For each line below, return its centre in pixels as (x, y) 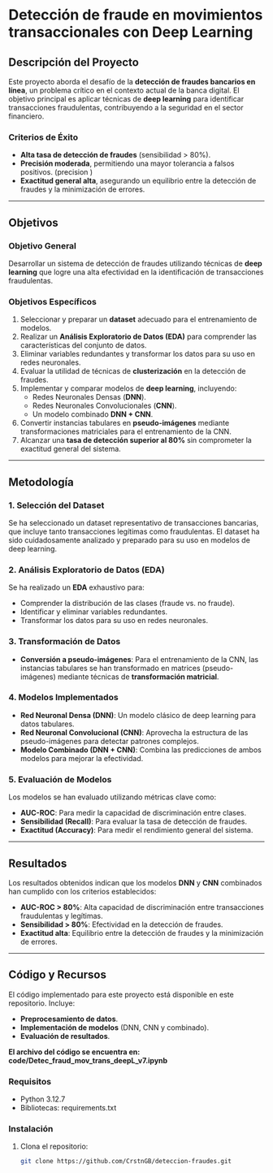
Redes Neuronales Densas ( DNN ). (89, 397)
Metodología (41, 482)
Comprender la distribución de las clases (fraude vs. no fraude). (128, 604)
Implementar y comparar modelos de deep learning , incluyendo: (128, 388)
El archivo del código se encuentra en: (74, 1052)
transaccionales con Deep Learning (131, 32)
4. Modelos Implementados (64, 698)
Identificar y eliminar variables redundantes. (94, 612)
